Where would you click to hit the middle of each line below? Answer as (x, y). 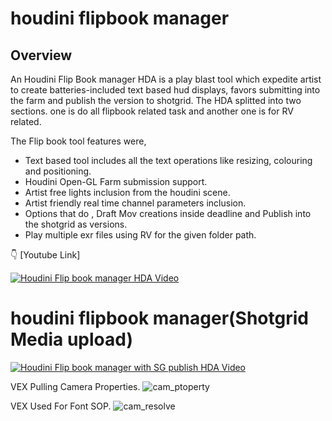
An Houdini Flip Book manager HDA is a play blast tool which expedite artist (166, 79)
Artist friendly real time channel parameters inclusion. (135, 203)
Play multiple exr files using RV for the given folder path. (140, 235)
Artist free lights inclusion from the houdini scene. (127, 192)
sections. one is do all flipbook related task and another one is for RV (152, 111)
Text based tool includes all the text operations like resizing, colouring (168, 160)
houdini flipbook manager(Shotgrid (159, 318)
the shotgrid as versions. (76, 224)
